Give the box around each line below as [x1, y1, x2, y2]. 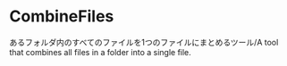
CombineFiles [9, 6, 114, 27]
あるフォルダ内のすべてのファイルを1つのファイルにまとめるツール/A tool [9, 37, 279, 47]
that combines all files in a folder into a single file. [9, 46, 192, 57]
